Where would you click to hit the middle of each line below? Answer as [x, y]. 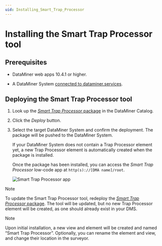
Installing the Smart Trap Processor [79, 34]
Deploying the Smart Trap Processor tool [69, 99]
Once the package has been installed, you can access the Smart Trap [83, 164]
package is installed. [33, 155]
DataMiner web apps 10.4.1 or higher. [50, 74]
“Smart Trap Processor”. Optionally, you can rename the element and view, [81, 233]
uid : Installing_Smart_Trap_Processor [45, 10]
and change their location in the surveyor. [47, 238]
